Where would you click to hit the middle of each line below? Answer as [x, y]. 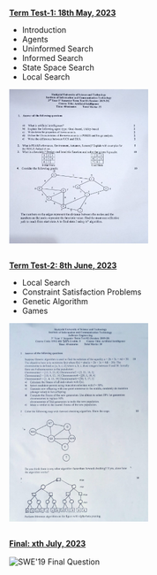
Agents [35, 39]
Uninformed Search [58, 49]
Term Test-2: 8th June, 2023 [63, 265]
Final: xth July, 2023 [48, 544]
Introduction [44, 30]
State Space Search [58, 67]
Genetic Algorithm [55, 302]
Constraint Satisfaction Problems [82, 292]
